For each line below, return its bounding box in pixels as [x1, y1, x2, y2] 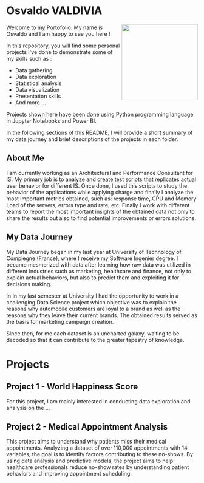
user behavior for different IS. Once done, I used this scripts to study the [6, 182, 188, 189]
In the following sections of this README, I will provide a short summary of [6, 129, 193, 136]
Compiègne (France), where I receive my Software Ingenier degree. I [6, 255, 178, 262]
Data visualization [15, 86, 60, 93]
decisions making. [6, 280, 52, 287]
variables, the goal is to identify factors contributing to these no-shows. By [6, 451, 193, 458]
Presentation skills [15, 92, 61, 100]
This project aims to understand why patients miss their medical [6, 438, 166, 445]
